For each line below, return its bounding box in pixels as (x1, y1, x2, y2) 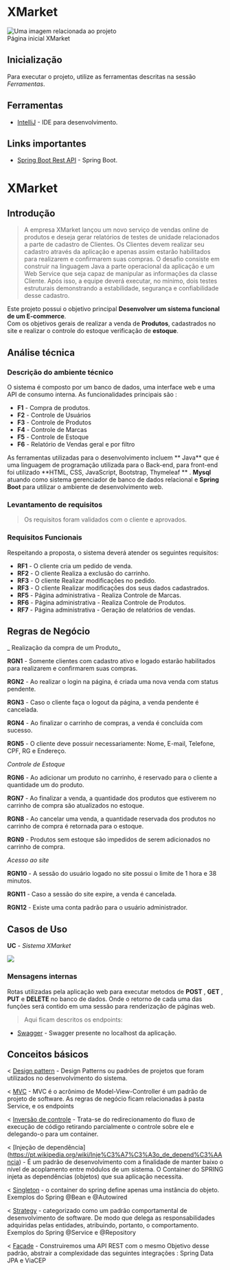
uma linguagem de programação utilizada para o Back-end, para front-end (7, 461, 218, 469)
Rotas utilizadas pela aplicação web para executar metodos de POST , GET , (7, 987, 223, 995)
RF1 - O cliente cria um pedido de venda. (16, 561, 133, 570)
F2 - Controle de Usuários (16, 411, 91, 420)
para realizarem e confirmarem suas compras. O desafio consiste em (23, 255, 220, 263)
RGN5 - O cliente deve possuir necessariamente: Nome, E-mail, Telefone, (7, 740, 216, 748)
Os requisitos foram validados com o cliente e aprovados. (23, 515, 187, 524)
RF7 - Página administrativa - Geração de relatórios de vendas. (16, 605, 196, 614)
